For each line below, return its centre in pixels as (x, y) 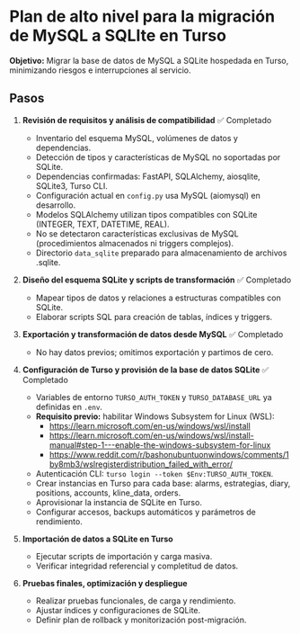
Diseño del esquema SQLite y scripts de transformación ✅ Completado (157, 280)
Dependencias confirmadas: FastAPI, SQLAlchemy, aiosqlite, (148, 176)
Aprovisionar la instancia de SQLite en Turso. (119, 502)
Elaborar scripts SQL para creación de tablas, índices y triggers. (154, 317)
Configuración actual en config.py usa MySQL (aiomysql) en (148, 195)
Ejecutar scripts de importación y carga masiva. (124, 556)
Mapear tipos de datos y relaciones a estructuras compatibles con (158, 298)
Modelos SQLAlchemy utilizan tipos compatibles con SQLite (146, 214)
